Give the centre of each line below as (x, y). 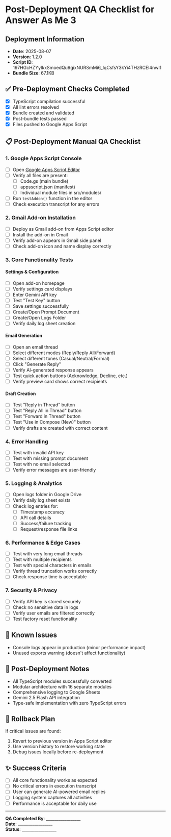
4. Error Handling (27, 441)
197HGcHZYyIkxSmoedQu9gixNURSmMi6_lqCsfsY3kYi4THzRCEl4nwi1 (87, 68)
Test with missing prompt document (50, 458)
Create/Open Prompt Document (46, 312)
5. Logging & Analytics (34, 483)
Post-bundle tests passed (40, 119)
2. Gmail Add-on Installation (41, 218)
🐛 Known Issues (31, 635)
